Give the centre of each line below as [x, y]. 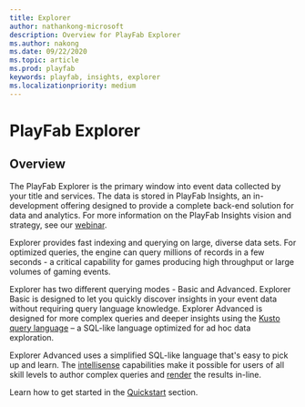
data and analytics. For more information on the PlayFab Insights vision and [151, 215]
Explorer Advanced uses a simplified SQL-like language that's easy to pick [149, 355]
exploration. [32, 337]
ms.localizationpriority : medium [73, 86]
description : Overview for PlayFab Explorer [95, 35]
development [34, 205]
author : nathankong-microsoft [67, 26]
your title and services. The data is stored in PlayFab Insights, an [131, 196]
